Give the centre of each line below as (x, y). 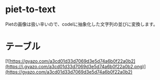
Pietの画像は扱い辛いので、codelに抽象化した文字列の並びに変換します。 (82, 24)
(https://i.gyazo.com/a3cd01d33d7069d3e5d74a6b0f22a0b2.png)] (75, 66)
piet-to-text (30, 9)
